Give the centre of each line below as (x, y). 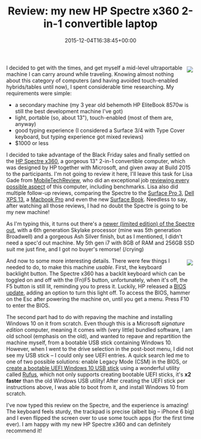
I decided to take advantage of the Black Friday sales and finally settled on (98, 155)
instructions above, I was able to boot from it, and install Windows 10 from (97, 387)
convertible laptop (111, 24)
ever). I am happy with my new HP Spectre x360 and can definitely (89, 424)
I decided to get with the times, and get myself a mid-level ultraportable (94, 68)
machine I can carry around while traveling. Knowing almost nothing (90, 74)
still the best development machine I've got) (69, 111)
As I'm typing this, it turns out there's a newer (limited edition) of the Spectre (100, 224)
